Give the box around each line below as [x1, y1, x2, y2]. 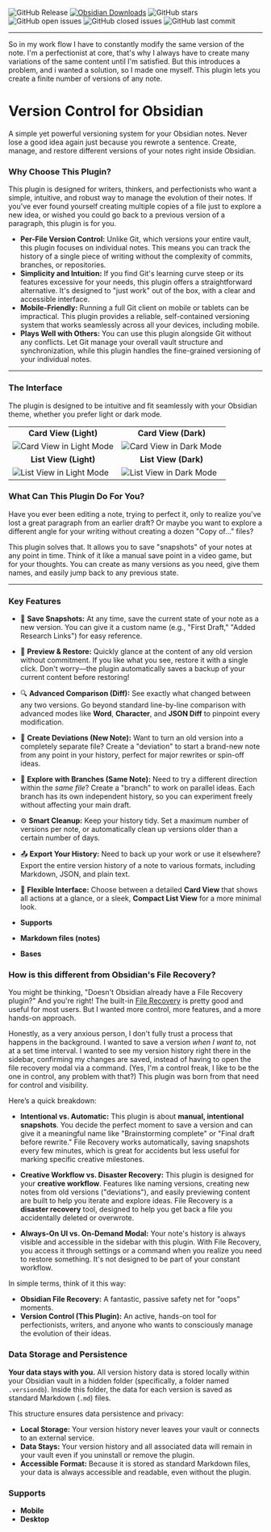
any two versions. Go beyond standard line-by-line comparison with [19, 700, 246, 710]
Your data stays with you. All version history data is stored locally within [8, 1367, 250, 1377]
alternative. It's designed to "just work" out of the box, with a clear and [19, 286, 256, 296]
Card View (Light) [27, 427, 98, 439]
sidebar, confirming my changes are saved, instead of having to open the [8, 1055, 252, 1064]
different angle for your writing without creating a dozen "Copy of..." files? [8, 526, 254, 536]
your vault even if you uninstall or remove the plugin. [19, 1450, 195, 1459]
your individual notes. [19, 355, 92, 364]
